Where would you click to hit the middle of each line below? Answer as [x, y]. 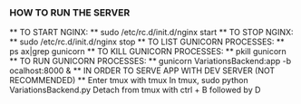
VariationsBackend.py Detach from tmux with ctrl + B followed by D [135, 90]
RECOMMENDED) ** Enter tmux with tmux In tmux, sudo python [129, 80]
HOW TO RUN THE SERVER [70, 13]
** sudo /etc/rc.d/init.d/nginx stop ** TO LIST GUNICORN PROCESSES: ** [147, 42]
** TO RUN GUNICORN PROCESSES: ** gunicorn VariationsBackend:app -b [150, 61]
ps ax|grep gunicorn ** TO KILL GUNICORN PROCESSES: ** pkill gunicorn [148, 52]
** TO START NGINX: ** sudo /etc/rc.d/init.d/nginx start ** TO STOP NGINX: [151, 33]
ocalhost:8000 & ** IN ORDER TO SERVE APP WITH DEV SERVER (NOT [142, 71]
